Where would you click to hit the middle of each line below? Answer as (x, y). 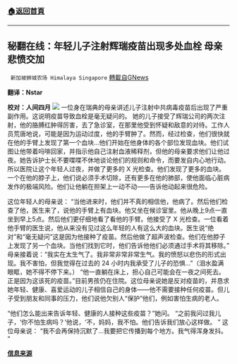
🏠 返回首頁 (26, 11)
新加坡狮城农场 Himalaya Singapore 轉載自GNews (80, 77)
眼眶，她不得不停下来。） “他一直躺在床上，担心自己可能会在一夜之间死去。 (116, 272)
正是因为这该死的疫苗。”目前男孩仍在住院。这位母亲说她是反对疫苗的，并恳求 (119, 281)
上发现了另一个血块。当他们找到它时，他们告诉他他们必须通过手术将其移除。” (119, 246)
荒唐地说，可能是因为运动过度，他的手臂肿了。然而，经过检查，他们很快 (118, 134)
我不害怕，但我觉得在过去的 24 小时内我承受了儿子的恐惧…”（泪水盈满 (122, 263)
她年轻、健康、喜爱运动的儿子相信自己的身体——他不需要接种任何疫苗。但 (115, 289)
